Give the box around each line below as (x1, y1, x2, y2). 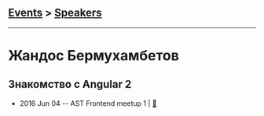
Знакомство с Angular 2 (8, 78, 132, 91)
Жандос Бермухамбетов (8, 47, 179, 64)
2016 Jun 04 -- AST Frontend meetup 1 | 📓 (19, 98, 157, 108)
